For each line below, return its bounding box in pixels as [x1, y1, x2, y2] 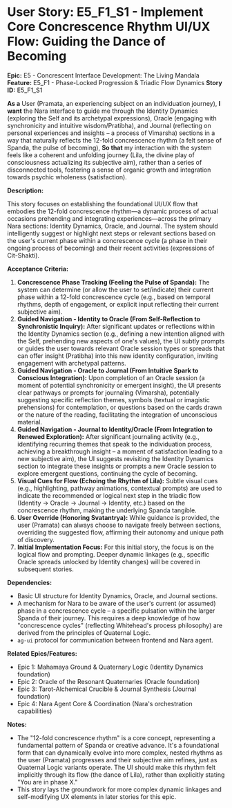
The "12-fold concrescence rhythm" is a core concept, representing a [17, 733, 215, 742]
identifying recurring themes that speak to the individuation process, [17, 440, 213, 448]
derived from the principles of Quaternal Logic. [17, 628, 151, 637]
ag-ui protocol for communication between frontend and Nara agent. [17, 636, 214, 644]
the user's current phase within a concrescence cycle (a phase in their [7, 236, 208, 244]
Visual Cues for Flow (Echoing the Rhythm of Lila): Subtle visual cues [17, 476, 218, 485]
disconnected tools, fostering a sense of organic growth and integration [7, 165, 211, 174]
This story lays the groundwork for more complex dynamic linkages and [17, 785, 222, 793]
